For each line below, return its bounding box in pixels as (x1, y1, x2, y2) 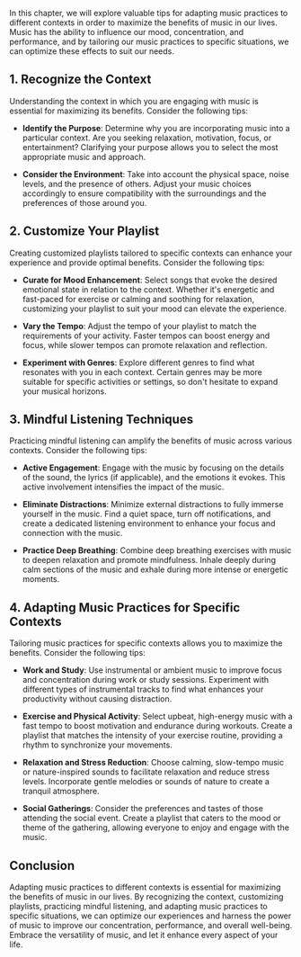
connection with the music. (22, 528, 123, 539)
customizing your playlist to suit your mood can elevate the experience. (22, 303, 288, 314)
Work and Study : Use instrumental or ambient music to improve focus (22, 665, 283, 675)
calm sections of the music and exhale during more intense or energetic (22, 564, 289, 575)
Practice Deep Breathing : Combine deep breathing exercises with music (22, 545, 292, 556)
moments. (22, 574, 60, 585)
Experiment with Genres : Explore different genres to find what (22, 357, 255, 368)
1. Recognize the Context (9, 72, 152, 87)
